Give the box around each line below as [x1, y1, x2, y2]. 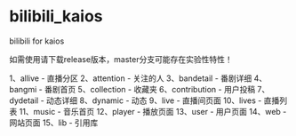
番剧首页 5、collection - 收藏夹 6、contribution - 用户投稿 [44, 84, 256, 94]
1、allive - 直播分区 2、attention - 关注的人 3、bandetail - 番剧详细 [9, 73, 252, 84]
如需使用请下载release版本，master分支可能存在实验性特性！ [9, 53, 233, 64]
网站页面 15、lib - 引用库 [9, 117, 99, 128]
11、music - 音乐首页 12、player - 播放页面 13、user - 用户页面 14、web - [19, 106, 287, 116]
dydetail [9, 95, 39, 106]
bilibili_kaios [9, 6, 104, 27]
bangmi [9, 84, 37, 94]
